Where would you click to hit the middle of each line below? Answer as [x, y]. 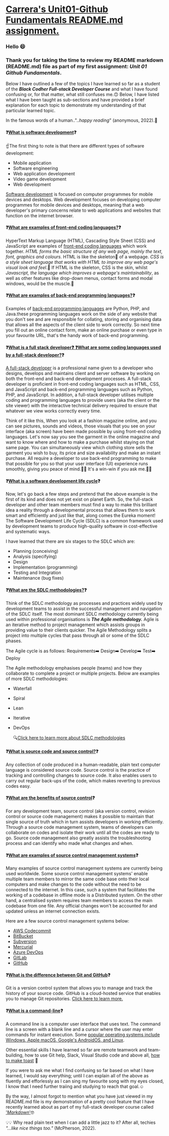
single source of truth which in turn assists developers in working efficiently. [85, 822]
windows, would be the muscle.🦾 [40, 283]
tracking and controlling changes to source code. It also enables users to [81, 775]
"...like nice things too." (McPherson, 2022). [51, 1128]
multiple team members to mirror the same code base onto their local [77, 879]
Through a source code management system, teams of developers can [79, 827]
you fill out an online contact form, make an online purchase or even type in [84, 330]
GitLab [20, 958]
